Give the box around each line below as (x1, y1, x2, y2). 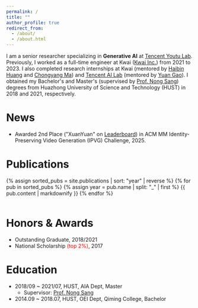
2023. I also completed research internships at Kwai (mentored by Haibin (6, 65, 184, 72)
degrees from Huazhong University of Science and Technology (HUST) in (6, 84, 186, 91)
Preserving (14, 137, 42, 144)
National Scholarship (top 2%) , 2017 (14, 242, 103, 249)
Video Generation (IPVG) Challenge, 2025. (43, 137, 146, 144)
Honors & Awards (6, 217, 94, 230)
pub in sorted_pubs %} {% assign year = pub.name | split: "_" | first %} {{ (6, 183, 186, 190)
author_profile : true (6, 20, 60, 25)
